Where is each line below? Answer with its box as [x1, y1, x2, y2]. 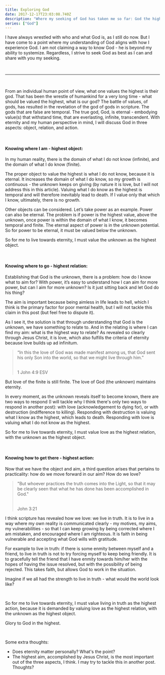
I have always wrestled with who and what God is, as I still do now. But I [5, 34, 150, 40]
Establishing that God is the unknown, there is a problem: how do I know [5, 274, 151, 280]
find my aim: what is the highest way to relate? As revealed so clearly [5, 329, 145, 335]
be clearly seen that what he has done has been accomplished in [17, 486, 149, 492]
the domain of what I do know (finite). [5, 161, 81, 167]
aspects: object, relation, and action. [5, 125, 79, 130]
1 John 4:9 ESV [17, 369, 48, 375]
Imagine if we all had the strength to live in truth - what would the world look [5, 576, 159, 582]
